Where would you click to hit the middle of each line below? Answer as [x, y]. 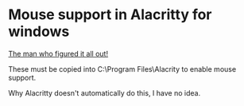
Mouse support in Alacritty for [110, 15]
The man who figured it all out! [58, 53]
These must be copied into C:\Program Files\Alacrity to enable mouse [122, 69]
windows [39, 31]
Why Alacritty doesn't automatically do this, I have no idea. [105, 92]
